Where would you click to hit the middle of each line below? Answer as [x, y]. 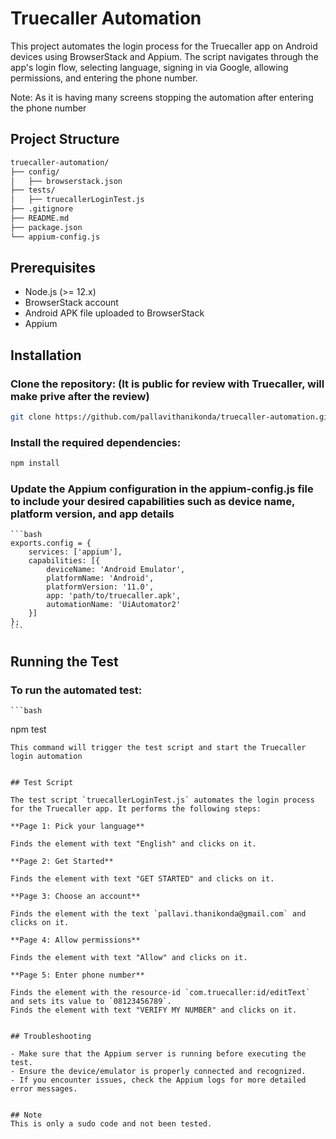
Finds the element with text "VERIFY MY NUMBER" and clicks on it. [154, 1010]
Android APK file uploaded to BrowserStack [114, 313]
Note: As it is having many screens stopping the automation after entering [162, 97]
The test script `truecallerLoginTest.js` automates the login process [162, 800]
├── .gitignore [42, 209]
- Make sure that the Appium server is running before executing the [158, 1054]
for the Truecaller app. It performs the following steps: [136, 809]
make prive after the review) [80, 396]
